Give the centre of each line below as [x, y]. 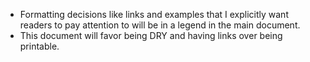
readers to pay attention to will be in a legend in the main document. [160, 25]
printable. [39, 46]
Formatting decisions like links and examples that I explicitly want [154, 14]
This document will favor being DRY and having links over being [151, 35]
